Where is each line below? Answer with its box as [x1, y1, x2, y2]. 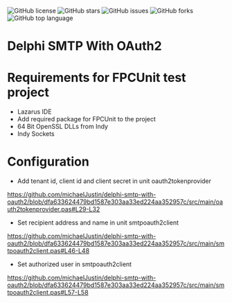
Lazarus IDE [17, 107, 52, 116]
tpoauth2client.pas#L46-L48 [7, 247, 90, 255]
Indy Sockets [17, 130, 55, 138]
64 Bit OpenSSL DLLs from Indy [17, 122, 109, 131]
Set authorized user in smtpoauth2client [17, 260, 132, 268]
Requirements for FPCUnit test [7, 70, 186, 86]
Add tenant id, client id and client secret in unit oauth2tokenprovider [17, 177, 212, 185]
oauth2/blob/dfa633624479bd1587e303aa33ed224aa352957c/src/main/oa [7, 198, 224, 206]
